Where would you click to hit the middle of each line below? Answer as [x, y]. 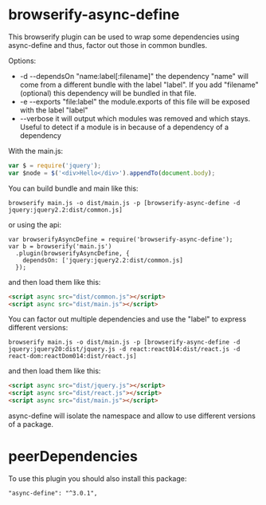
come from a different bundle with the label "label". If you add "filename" [139, 85]
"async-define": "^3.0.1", [53, 493]
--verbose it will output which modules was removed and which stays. [135, 118]
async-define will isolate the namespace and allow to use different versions [132, 416]
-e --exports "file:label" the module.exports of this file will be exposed [135, 101]
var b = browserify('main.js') [60, 246]
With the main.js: [36, 151]
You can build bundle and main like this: [73, 188]
